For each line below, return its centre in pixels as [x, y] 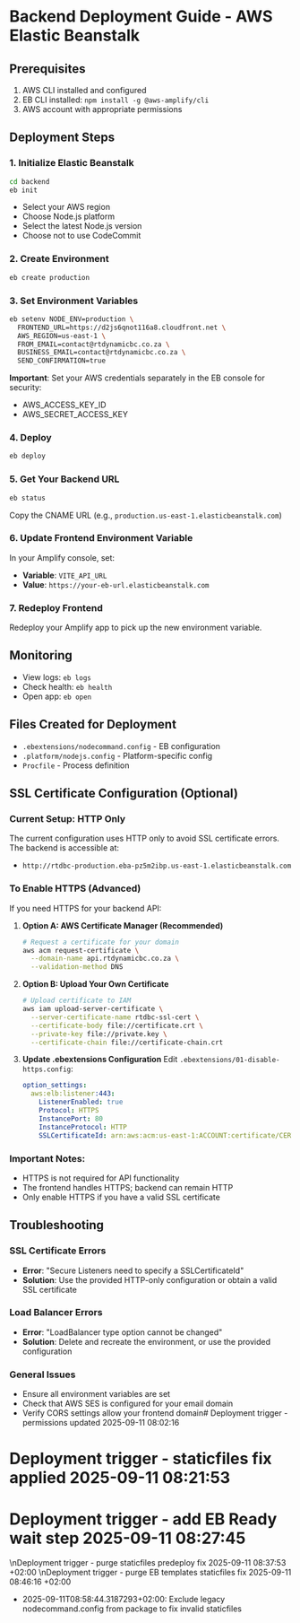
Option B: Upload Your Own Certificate [95, 984]
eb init [24, 190]
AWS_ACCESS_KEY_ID [64, 405]
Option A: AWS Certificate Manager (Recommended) [123, 925]
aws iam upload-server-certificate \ [93, 1009]
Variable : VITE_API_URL [64, 575]
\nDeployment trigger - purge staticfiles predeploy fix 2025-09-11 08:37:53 [148, 1563]
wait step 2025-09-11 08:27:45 [128, 1538]
